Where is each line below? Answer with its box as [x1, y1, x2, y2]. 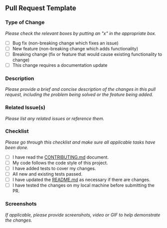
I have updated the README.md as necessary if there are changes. [12, 177, 151, 183]
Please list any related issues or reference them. [5, 115, 105, 121]
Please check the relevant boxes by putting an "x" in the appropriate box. [5, 30, 157, 36]
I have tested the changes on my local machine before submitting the [12, 182, 155, 189]
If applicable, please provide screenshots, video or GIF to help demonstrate [5, 212, 161, 218]
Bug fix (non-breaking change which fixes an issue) [12, 40, 119, 46]
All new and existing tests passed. [12, 171, 83, 177]
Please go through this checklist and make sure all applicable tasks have [5, 139, 156, 145]
